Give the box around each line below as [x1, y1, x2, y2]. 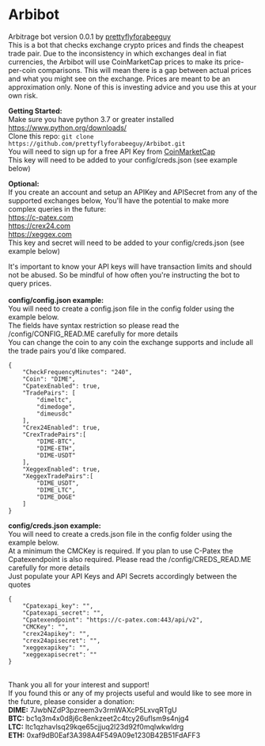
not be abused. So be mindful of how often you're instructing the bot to [8, 270, 240, 279]
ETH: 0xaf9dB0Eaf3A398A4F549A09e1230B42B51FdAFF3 [8, 730, 201, 740]
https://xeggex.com [8, 229, 73, 239]
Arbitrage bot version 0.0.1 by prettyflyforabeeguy [8, 32, 172, 41]
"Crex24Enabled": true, [22, 423, 101, 431]
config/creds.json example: [8, 521, 101, 530]
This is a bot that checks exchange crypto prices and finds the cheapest [8, 40, 244, 49]
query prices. [8, 278, 52, 288]
